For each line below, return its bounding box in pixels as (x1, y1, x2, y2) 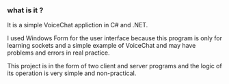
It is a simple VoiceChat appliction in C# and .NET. (7, 21, 148, 29)
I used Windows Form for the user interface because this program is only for (7, 34, 222, 42)
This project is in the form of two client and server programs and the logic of (7, 62, 222, 70)
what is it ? (7, 5, 44, 15)
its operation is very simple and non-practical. (7, 69, 137, 77)
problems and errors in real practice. (7, 48, 111, 57)
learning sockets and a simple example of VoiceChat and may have (7, 42, 196, 50)
